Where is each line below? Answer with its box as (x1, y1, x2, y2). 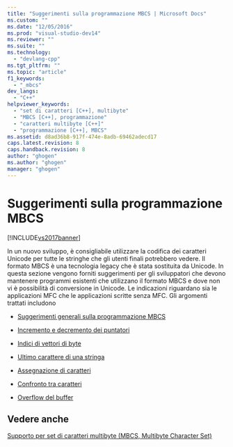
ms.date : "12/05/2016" (7, 23, 73, 30)
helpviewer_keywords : (7, 101, 70, 108)
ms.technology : (7, 49, 51, 56)
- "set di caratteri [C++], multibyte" (13, 107, 129, 114)
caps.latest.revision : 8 (7, 140, 79, 147)
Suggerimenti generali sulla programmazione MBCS (17, 312, 166, 320)
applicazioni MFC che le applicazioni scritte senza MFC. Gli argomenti (7, 291, 208, 299)
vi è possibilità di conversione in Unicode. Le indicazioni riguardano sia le (7, 283, 217, 292)
